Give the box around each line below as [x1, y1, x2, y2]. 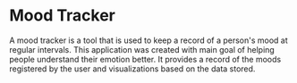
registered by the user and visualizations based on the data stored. [9, 63, 256, 74]
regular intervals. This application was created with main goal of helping [9, 44, 275, 54]
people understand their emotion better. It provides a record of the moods [9, 54, 282, 64]
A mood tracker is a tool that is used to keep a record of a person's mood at [9, 35, 288, 46]
